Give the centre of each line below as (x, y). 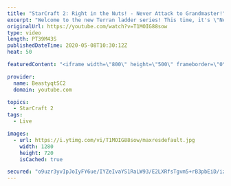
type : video (24, 33)
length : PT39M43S (32, 39)
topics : (18, 102)
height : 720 (36, 153)
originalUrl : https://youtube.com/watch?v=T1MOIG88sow (87, 26)
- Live (23, 121)
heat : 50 (20, 52)
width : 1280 (36, 146)
